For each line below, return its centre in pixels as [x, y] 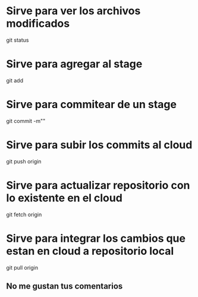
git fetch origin [24, 214]
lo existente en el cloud [65, 198]
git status [18, 40]
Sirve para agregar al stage [74, 64]
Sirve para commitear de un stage [92, 105]
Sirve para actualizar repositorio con [98, 185]
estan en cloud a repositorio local [90, 251]
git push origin [24, 161]
